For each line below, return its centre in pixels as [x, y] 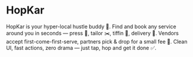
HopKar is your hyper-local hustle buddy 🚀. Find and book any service [91, 26]
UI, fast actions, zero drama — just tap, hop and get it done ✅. [81, 48]
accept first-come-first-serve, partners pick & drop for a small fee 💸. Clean [97, 41]
